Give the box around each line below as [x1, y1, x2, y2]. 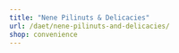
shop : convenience [9, 30, 78, 39]
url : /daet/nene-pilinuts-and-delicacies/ [9, 22, 170, 31]
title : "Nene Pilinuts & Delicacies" [9, 13, 150, 22]
